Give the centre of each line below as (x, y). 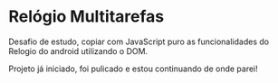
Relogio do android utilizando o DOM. (78, 51)
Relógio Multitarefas (86, 17)
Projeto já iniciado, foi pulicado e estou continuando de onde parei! (134, 69)
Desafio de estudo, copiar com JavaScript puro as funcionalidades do (139, 41)
